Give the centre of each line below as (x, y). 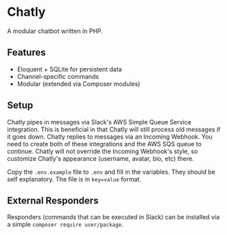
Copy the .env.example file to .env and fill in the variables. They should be (111, 172)
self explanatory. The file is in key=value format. (74, 179)
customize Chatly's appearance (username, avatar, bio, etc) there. (100, 158)
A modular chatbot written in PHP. (55, 31)
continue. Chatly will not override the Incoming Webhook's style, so (103, 151)
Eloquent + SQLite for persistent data (69, 69)
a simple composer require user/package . (65, 225)
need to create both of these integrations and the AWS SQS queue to (105, 144)
